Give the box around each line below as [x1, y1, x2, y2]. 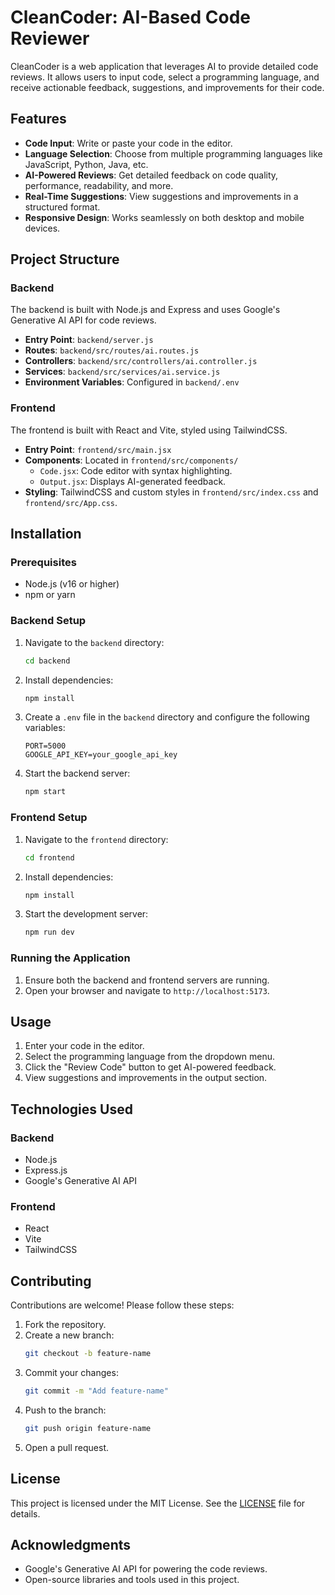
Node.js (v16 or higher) [24, 578, 120, 590]
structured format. [24, 201, 101, 213]
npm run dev [24, 927, 75, 938]
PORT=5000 [24, 741, 67, 751]
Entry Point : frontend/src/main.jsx [24, 443, 172, 455]
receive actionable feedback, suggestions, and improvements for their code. [10, 81, 325, 93]
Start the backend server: [24, 767, 131, 780]
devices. [24, 222, 61, 234]
